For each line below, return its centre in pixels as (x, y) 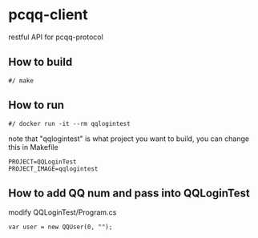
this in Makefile (33, 147)
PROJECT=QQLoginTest (43, 162)
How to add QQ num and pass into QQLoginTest (129, 193)
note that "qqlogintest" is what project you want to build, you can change (129, 139)
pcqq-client (48, 15)
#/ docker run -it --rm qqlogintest (69, 123)
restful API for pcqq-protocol (56, 37)
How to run (36, 105)
